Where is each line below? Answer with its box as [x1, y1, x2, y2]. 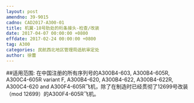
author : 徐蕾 [6, 52, 37, 58]
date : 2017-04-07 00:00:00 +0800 [6, 31, 88, 36]
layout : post [6, 8, 38, 15]
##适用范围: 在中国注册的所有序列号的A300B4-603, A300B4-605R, [6, 69, 170, 77]
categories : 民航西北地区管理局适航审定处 [6, 47, 100, 53]
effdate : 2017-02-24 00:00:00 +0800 [6, 36, 96, 42]
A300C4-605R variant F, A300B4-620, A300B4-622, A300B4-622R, [6, 76, 174, 83]
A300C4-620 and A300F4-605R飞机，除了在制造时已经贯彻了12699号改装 [6, 83, 189, 90]
